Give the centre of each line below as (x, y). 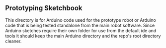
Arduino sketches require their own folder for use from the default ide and (81, 30)
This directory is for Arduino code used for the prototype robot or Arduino (81, 20)
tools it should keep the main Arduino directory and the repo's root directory (83, 36)
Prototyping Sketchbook (44, 8)
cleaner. (13, 41)
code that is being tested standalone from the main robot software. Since (80, 25)
